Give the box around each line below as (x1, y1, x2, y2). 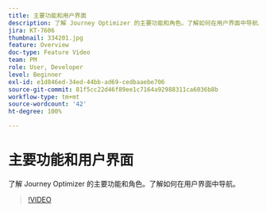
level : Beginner (8, 71, 62, 79)
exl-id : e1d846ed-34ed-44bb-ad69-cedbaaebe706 (8, 78, 165, 86)
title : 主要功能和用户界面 (8, 11, 87, 20)
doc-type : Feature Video (8, 48, 91, 56)
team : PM (8, 56, 37, 64)
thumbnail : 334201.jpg (8, 33, 83, 42)
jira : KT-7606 (8, 26, 56, 34)
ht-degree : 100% (8, 108, 62, 116)
